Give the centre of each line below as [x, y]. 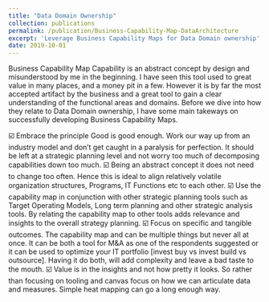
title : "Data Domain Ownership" [62, 16]
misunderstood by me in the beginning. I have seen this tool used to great [130, 77]
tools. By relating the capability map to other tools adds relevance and [124, 214]
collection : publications [51, 23]
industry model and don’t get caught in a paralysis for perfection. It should [131, 147]
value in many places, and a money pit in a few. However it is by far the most [135, 86]
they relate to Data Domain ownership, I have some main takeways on [123, 111]
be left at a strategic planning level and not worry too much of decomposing [134, 156]
